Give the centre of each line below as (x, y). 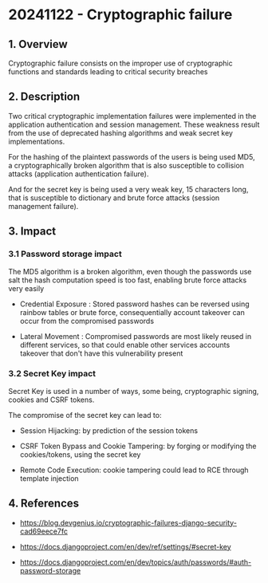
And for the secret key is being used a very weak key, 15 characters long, (128, 189)
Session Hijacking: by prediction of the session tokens (108, 430)
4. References (44, 504)
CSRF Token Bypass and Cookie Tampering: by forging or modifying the (138, 446)
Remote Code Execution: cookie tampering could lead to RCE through (134, 470)
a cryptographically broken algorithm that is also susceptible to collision (126, 165)
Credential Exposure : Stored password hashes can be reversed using (134, 304)
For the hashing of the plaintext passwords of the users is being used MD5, (132, 156)
